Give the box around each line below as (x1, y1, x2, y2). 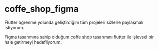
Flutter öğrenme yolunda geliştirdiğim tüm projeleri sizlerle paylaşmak (4, 19, 144, 25)
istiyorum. (4, 24, 25, 30)
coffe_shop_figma (4, 3, 79, 15)
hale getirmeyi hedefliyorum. (4, 39, 62, 45)
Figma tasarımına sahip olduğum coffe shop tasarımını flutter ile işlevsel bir (4, 34, 154, 40)
